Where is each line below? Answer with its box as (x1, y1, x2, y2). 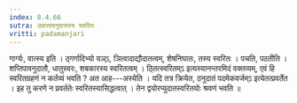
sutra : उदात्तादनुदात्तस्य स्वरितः (9, 21, 95, 30)
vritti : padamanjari (9, 29, 86, 38)
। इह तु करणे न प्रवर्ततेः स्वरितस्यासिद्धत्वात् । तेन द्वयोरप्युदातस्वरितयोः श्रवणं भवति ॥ (9, 83, 241, 93)
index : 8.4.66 (9, 12, 62, 22)
